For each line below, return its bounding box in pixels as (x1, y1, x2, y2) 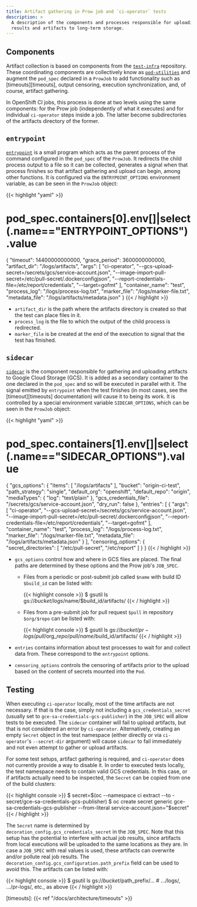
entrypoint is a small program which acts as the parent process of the (6, 148, 176, 156)
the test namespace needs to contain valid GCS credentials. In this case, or (6, 768, 188, 775)
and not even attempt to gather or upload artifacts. (6, 744, 128, 751)
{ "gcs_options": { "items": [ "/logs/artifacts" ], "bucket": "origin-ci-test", (6, 482, 181, 489)
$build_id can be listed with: (23, 579, 93, 586)
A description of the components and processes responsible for (11, 19, 172, 25)
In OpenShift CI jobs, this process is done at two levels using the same (6, 99, 176, 106)
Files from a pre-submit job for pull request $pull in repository (23, 608, 174, 615)
